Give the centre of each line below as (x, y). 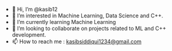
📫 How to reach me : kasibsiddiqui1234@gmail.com (77, 41)
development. (29, 35)
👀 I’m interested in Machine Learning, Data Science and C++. (88, 16)
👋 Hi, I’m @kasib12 (35, 9)
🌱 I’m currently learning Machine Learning (64, 22)
